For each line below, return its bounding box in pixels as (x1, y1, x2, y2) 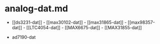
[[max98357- (127, 19, 155, 25)
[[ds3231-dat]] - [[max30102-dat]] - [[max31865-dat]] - (11, 19, 127, 25)
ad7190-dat (11, 34, 36, 40)
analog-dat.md (4, 3, 68, 14)
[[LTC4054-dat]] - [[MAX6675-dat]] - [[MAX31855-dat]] (26, 24, 142, 30)
